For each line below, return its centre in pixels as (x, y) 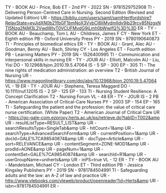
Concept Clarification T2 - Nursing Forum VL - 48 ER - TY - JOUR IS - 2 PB (82, 96)
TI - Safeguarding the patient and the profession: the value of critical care (80, 107)
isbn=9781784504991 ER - (32, 186)
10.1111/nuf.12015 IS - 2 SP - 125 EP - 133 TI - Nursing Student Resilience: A (81, 91)
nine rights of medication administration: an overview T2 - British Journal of (83, 70)
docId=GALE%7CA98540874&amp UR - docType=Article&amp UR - (75, 139)
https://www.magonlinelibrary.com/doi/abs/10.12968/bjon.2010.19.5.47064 (81, 81)
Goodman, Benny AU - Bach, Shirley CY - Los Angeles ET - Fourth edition (80, 49)
